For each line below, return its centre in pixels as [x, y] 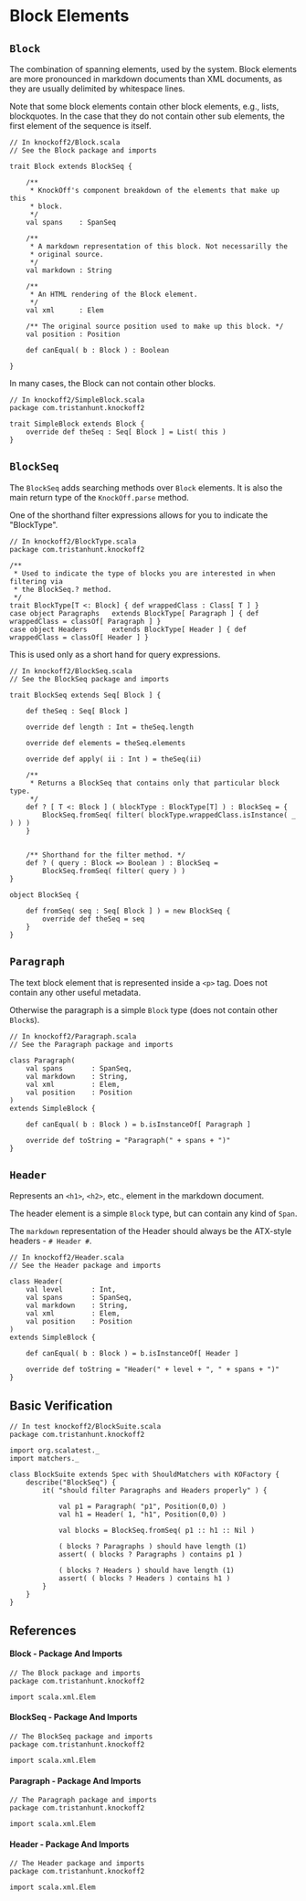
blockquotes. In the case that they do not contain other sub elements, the [148, 116]
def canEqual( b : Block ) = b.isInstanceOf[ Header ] [132, 1354]
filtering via [37, 581]
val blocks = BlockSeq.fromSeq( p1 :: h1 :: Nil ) [157, 1531]
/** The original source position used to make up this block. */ [155, 326]
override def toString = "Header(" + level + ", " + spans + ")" [153, 1370]
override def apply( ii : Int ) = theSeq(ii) [114, 759]
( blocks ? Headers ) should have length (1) [146, 1571]
